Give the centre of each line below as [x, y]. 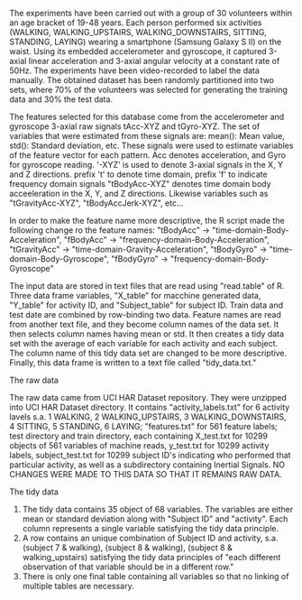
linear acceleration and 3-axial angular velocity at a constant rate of [154, 61]
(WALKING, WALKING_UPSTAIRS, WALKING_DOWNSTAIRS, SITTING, [138, 32]
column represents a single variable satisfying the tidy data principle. [151, 528]
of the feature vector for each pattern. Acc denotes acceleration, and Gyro [148, 155]
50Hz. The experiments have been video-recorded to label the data [134, 70]
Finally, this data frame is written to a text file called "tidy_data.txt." [133, 363]
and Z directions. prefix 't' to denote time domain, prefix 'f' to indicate [138, 174]
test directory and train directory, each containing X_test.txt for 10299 [139, 436]
